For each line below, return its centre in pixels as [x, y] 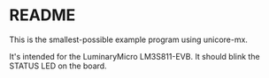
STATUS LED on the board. [58, 66]
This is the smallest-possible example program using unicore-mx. [128, 39]
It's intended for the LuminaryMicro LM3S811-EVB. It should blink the [134, 56]
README [42, 15]
